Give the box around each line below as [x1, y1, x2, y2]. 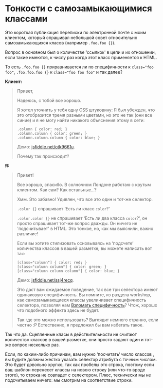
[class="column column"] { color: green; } [17, 264, 107, 269]
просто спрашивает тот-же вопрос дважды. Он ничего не [17, 220, 138, 226]
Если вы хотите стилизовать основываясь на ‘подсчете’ [17, 240, 134, 246]
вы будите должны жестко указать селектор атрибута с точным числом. [5, 356, 157, 362]
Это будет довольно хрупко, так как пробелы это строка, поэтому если [5, 362, 154, 368]
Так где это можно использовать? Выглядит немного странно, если [17, 317, 159, 323]
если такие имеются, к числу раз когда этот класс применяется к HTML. [5, 54, 157, 60]
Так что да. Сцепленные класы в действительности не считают [5, 331, 137, 337]
